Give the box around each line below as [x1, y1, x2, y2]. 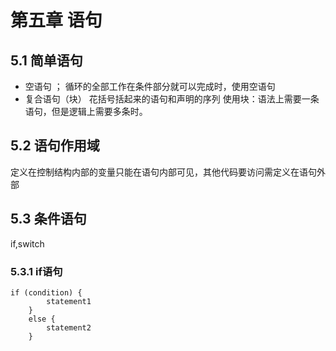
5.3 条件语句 [10, 211, 87, 228]
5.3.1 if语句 [10, 264, 63, 278]
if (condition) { [10, 287, 83, 298]
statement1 [46, 296, 92, 306]
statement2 [46, 322, 92, 333]
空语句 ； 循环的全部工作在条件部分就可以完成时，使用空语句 [24, 81, 276, 92]
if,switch [10, 237, 45, 250]
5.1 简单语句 [10, 52, 83, 69]
